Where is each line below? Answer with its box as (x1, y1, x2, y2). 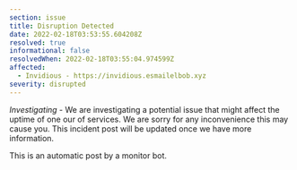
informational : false (9, 47, 91, 55)
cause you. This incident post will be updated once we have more (9, 123, 252, 134)
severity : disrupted (9, 80, 87, 89)
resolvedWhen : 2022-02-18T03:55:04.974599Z (9, 55, 175, 64)
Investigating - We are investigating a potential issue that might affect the (9, 104, 280, 115)
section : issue (9, 13, 66, 22)
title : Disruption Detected (9, 21, 115, 30)
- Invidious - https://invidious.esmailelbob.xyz (17, 72, 206, 81)
